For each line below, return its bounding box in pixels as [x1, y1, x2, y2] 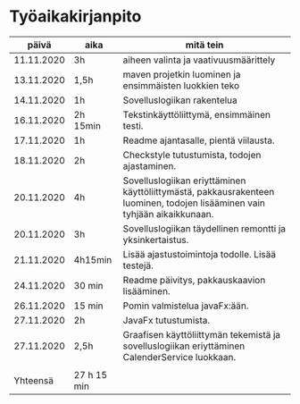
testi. [122, 119, 144, 131]
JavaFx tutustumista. [122, 314, 211, 326]
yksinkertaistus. [122, 233, 189, 246]
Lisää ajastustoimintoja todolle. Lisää [122, 248, 277, 260]
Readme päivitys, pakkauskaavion [122, 274, 266, 286]
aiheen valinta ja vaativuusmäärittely [122, 54, 276, 66]
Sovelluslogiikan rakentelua [122, 94, 238, 106]
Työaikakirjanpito [9, 6, 142, 27]
